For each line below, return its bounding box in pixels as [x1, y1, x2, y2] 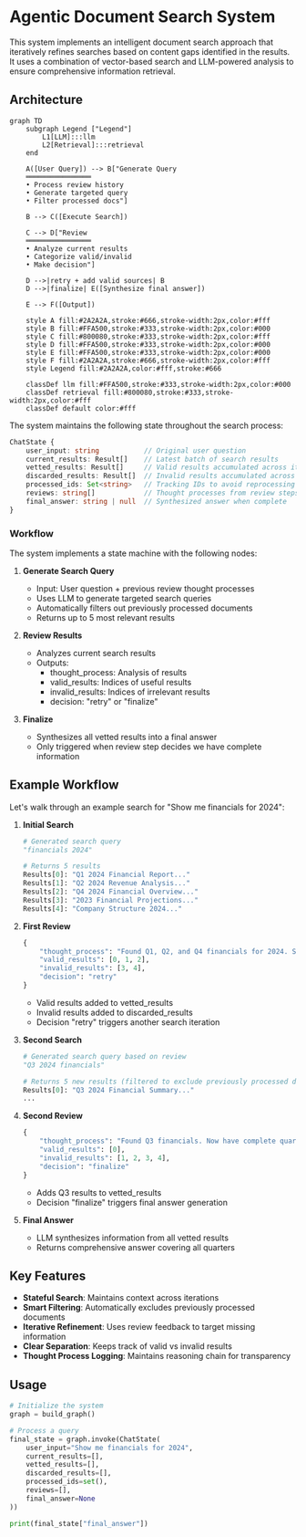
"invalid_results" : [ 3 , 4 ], [39, 964, 146, 973]
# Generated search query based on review [22, 1051, 187, 1061]
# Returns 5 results [22, 862, 101, 871]
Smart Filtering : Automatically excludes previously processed [22, 1302, 255, 1313]
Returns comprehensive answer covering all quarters [36, 1241, 235, 1252]
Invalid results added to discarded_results [36, 1007, 193, 1018]
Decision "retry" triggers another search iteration [36, 1016, 220, 1028]
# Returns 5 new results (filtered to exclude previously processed [22, 1077, 289, 1086]
